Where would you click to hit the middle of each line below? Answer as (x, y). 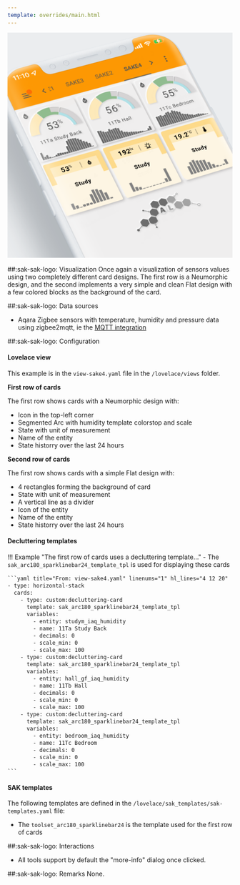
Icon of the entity (43, 509)
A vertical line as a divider (56, 502)
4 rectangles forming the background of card (84, 487)
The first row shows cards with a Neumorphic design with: (94, 401)
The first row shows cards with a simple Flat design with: (91, 473)
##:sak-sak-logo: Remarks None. (56, 874)
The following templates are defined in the (70, 804)
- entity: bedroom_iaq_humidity (81, 736)
